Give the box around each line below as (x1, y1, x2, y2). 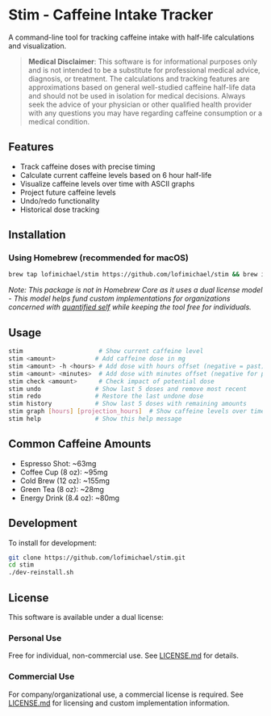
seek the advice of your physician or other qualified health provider (27, 99, 252, 109)
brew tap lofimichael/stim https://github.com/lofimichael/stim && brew (8, 271, 258, 279)
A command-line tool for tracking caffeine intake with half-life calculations (8, 32, 255, 42)
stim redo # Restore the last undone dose (8, 392, 204, 401)
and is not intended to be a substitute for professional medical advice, (27, 65, 261, 74)
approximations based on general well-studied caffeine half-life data (27, 82, 256, 92)
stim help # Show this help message (8, 415, 182, 423)
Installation (8, 228, 66, 242)
